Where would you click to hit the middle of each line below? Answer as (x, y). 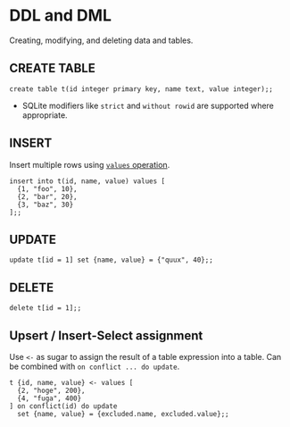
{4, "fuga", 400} (50, 398)
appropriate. (45, 115)
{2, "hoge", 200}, (52, 390)
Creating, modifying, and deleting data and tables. (101, 40)
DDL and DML (61, 16)
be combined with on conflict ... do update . (95, 366)
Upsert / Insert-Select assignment (106, 335)
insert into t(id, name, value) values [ (87, 181)
